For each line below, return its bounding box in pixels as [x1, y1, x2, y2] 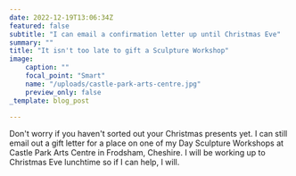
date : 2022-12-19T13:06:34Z [9, 13, 114, 22]
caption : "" [25, 63, 70, 72]
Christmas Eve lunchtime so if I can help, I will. [9, 157, 180, 168]
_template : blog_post [9, 96, 90, 105]
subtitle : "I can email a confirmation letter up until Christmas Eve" [9, 29, 281, 38]
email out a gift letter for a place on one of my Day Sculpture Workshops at [9, 138, 284, 148]
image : [9, 54, 34, 63]
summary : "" [9, 38, 53, 47]
